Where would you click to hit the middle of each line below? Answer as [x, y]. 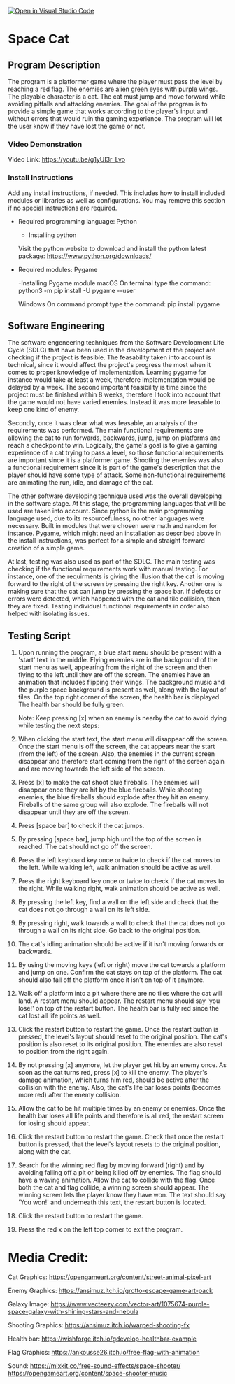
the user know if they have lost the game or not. [77, 126]
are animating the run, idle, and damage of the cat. [81, 483]
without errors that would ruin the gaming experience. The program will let [115, 119]
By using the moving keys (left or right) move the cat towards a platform [122, 965]
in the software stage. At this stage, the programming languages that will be [117, 504]
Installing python [52, 235]
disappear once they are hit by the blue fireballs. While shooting [110, 790]
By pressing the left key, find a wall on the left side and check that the [118, 902]
